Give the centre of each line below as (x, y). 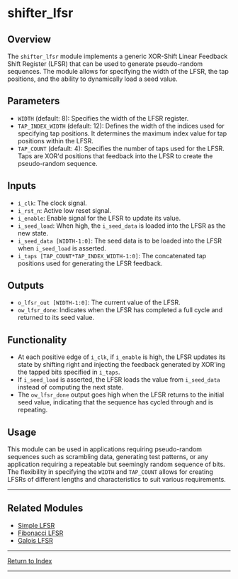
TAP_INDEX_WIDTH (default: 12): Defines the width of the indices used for (121, 126)
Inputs (22, 186)
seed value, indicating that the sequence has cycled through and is (115, 402)
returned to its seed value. (56, 318)
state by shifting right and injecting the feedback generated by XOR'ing (121, 365)
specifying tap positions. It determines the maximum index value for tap (122, 133)
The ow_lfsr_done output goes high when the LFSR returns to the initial (121, 395)
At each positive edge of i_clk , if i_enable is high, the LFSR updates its (121, 357)
